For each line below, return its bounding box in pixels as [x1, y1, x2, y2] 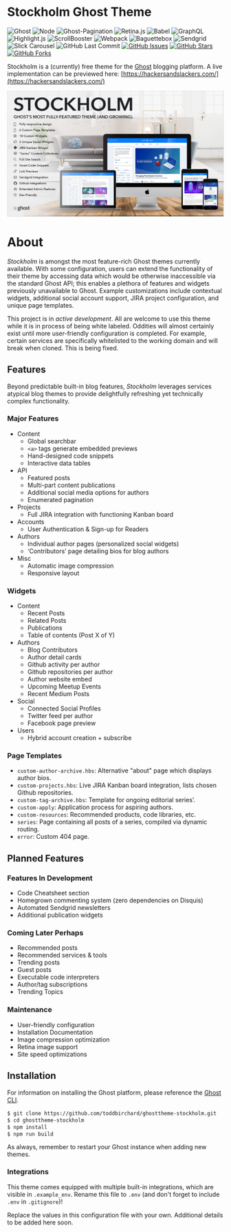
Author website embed [27, 675, 92, 684]
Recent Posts [27, 609, 65, 617]
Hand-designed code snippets [27, 451, 114, 459]
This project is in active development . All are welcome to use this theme [7, 315, 211, 323]
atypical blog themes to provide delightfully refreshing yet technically [7, 389, 203, 397]
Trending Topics [16, 988, 63, 996]
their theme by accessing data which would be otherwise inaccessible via [7, 272, 216, 280]
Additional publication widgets [16, 911, 103, 920]
